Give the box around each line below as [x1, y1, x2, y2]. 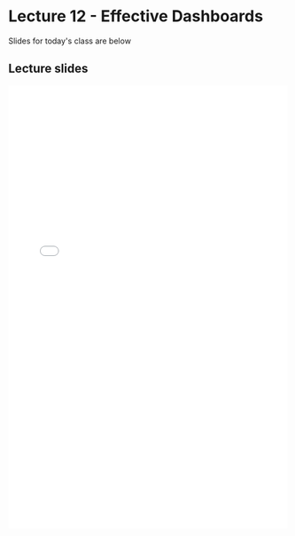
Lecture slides [8, 61, 89, 76]
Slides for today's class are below [8, 35, 132, 46]
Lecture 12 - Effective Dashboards [8, 6, 263, 27]
